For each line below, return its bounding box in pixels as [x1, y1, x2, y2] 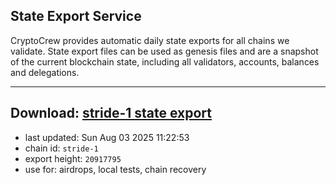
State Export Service [10, 8, 142, 25]
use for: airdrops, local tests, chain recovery [24, 163, 207, 175]
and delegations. [10, 66, 80, 78]
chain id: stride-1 [24, 142, 99, 154]
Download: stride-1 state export [10, 105, 213, 122]
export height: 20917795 [24, 152, 122, 164]
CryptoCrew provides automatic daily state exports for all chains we [10, 34, 290, 46]
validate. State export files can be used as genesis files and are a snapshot [10, 45, 319, 57]
